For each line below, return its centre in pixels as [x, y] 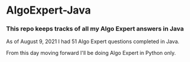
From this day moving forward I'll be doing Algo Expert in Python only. [91, 53]
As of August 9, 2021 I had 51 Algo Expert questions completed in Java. [93, 41]
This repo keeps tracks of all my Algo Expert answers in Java [95, 29]
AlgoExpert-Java [49, 10]
